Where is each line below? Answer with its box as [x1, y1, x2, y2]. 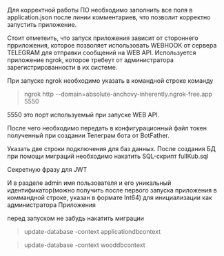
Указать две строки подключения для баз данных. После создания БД [7, 145, 216, 152]
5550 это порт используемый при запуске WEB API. [7, 110, 160, 119]
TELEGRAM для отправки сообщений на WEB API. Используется [7, 48, 196, 57]
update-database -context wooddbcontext [23, 241, 146, 249]
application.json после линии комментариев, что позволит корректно [7, 13, 211, 21]
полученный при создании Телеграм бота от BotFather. [7, 131, 170, 139]
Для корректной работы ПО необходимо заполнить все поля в [7, 6, 193, 14]
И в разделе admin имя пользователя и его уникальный [7, 179, 172, 187]
